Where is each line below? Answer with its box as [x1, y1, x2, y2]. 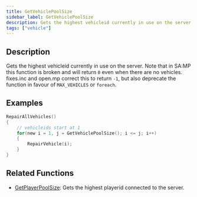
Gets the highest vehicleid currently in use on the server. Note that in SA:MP [6, 62, 191, 69]
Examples [6, 98, 43, 108]
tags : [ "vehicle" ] [6, 25, 51, 31]
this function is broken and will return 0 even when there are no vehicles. [6, 69, 183, 76]
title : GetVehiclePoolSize [6, 8, 73, 15]
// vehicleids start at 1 [17, 125, 81, 131]
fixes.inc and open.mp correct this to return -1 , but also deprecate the [6, 75, 176, 82]
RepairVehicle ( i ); [27, 141, 73, 147]
